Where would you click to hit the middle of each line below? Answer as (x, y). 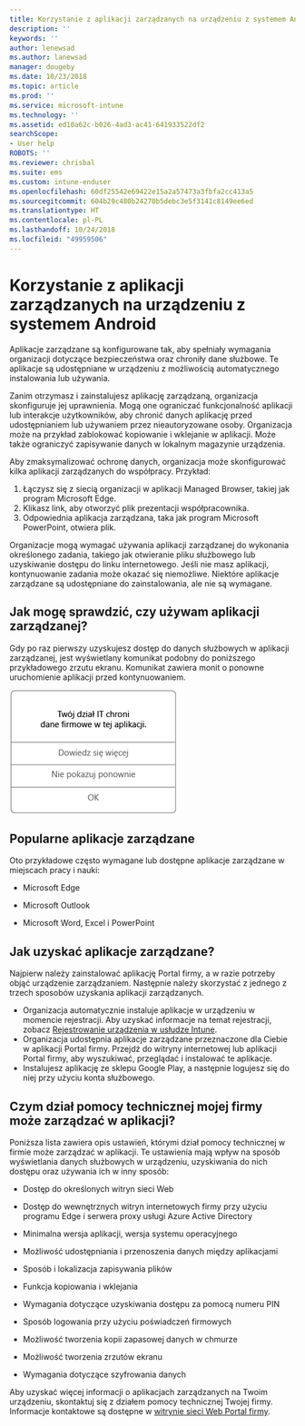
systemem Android (83, 324)
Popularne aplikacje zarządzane (102, 838)
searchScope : (34, 134)
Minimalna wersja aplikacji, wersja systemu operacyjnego (130, 1234)
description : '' (40, 29)
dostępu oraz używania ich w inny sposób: (89, 1171)
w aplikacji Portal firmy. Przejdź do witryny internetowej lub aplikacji (149, 1049)
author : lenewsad (42, 48)
